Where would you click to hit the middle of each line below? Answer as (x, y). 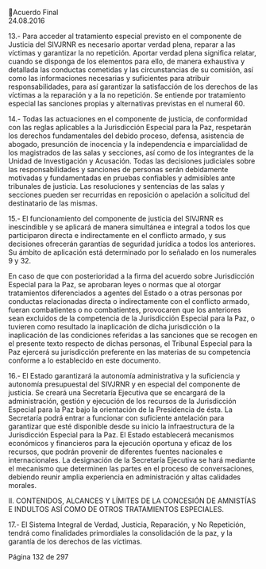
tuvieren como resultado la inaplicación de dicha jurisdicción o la (114, 327)
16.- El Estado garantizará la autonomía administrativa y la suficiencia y (124, 376)
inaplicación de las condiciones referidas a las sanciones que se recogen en (133, 335)
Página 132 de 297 (39, 557)
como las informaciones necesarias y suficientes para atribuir (109, 78)
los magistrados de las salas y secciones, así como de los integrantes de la (131, 152)
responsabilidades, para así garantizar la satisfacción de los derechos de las (133, 87)
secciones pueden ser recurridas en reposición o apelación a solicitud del (129, 195)
